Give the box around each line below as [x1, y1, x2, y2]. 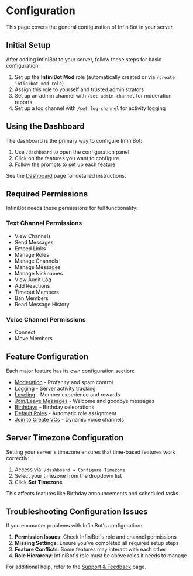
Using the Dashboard [6, 122, 85, 132]
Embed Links [14, 244, 46, 252]
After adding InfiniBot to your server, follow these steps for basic [6, 56, 162, 63]
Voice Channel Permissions [6, 315, 86, 323]
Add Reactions [14, 282, 50, 289]
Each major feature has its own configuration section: [6, 367, 135, 374]
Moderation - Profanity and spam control [14, 378, 113, 385]
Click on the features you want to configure [14, 154, 119, 161]
